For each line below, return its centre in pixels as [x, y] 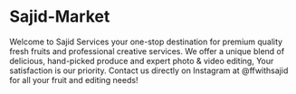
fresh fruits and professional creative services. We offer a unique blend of [147, 51]
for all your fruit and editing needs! [74, 80]
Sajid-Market [60, 17]
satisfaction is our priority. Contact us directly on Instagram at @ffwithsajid [149, 70]
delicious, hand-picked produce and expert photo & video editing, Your [142, 61]
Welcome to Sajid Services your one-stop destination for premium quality [146, 42]
